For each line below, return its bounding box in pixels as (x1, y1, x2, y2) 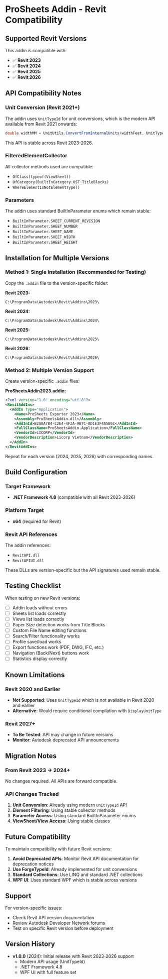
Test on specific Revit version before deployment (12, 925, 114, 931)
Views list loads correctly (12, 616, 64, 622)
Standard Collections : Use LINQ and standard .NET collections (12, 872, 143, 878)
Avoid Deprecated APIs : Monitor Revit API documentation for (12, 855, 139, 862)
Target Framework (5, 483, 51, 490)
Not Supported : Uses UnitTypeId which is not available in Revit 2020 (12, 697, 154, 703)
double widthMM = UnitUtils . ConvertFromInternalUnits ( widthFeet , (5, 131, 144, 136)
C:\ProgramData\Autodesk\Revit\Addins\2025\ (5, 337, 99, 342)
